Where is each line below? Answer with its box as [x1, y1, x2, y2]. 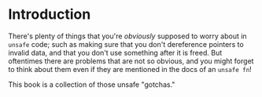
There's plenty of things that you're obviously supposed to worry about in [8, 31, 247, 41]
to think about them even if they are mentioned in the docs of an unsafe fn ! [8, 64, 252, 74]
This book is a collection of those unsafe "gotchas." [8, 80, 175, 89]
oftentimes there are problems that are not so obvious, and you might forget [8, 56, 254, 66]
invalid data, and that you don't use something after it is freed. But [8, 48, 223, 57]
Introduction [8, 5, 91, 23]
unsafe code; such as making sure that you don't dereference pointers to [8, 39, 244, 48]
